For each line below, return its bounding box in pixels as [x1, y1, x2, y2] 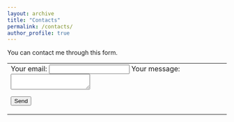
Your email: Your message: [10, 64, 180, 73]
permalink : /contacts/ [7, 23, 73, 30]
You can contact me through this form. [7, 49, 118, 57]
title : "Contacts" [7, 17, 61, 24]
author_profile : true [7, 29, 70, 37]
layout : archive [7, 10, 54, 17]
